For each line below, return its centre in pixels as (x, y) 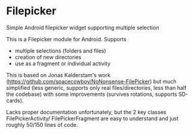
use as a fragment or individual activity (63, 63)
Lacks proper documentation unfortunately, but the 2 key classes (86, 112)
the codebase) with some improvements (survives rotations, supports (92, 94)
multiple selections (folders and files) (60, 51)
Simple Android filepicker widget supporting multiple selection (83, 28)
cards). (15, 100)
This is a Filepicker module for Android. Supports (66, 39)
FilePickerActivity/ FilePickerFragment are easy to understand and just (93, 118)
